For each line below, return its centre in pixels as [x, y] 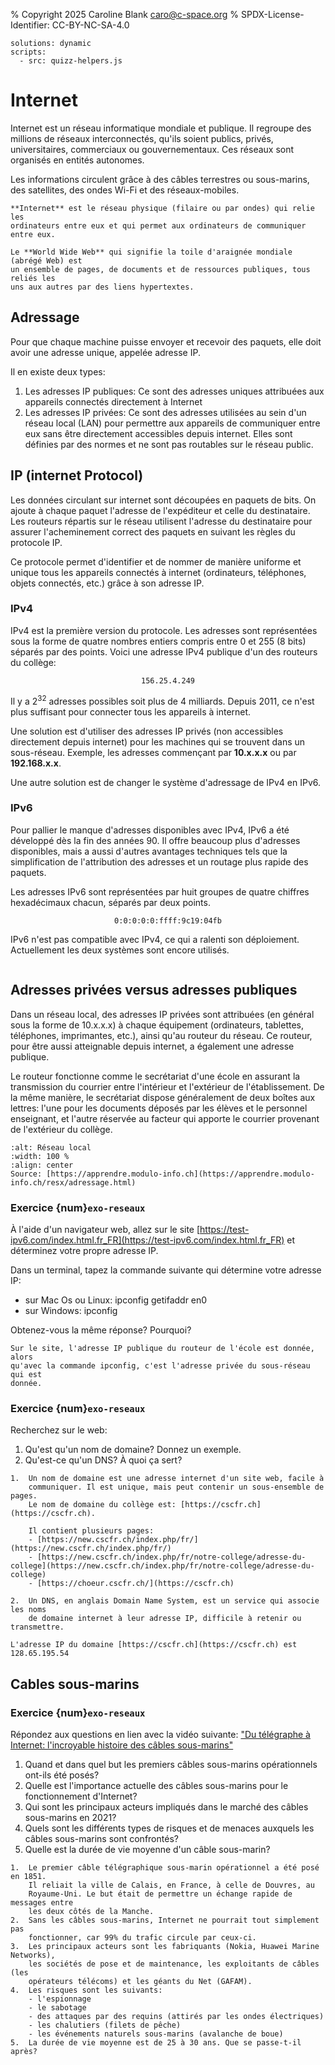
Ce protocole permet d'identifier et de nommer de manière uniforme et [156, 561]
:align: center [42, 1165]
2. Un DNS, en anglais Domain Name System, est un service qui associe [165, 1601]
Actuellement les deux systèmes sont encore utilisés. [120, 950]
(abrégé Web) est [46, 260]
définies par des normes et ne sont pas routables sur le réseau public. [169, 444]
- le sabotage [57, 2007]
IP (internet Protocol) [77, 475]
